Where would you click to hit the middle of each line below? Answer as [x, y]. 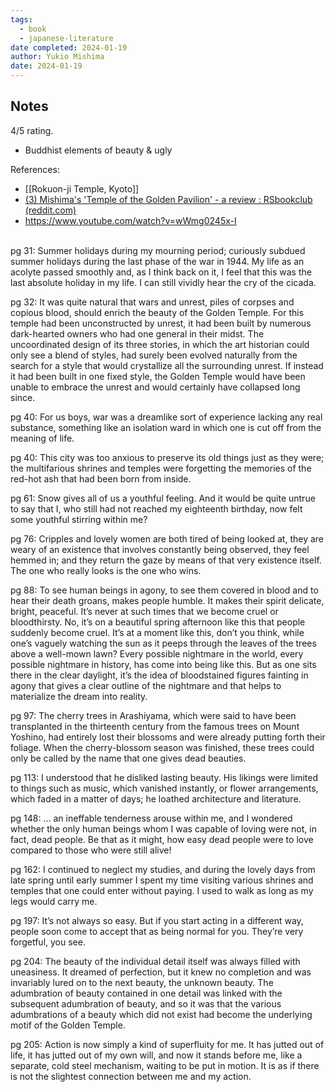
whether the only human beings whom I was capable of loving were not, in [163, 828]
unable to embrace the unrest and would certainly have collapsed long [155, 387]
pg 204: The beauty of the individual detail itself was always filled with [155, 961]
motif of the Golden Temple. [68, 1025]
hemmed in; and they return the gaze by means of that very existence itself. [166, 560]
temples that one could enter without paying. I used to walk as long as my [162, 890]
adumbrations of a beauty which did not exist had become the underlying [161, 1014]
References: [35, 169]
